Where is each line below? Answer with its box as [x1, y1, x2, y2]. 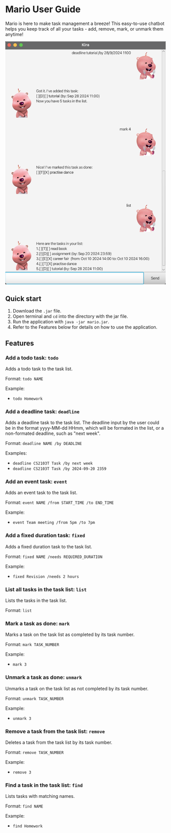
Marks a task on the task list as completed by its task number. [5, 631, 135, 637]
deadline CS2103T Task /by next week [12, 461, 93, 466]
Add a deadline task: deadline [5, 408, 80, 415]
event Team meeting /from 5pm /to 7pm [12, 520, 95, 525]
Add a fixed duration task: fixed [5, 532, 85, 539]
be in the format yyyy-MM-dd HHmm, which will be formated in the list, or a [5, 425, 164, 431]
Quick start [5, 294, 42, 303]
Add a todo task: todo [5, 354, 59, 361]
